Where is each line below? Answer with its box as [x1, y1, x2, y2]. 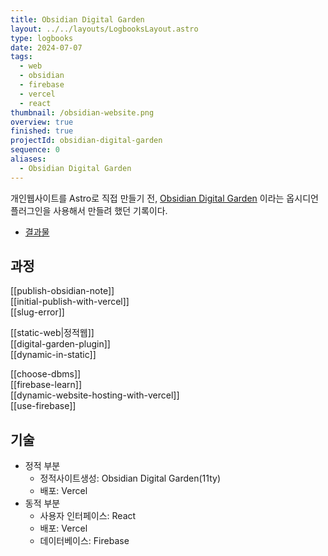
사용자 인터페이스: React [39, 510, 137, 522]
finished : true [10, 126, 74, 136]
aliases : [10, 154, 47, 164]
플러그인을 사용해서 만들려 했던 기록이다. [10, 204, 168, 216]
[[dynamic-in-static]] [10, 349, 97, 361]
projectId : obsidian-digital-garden [10, 136, 163, 146]
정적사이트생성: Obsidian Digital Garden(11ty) [39, 472, 222, 485]
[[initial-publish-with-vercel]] [10, 296, 130, 308]
